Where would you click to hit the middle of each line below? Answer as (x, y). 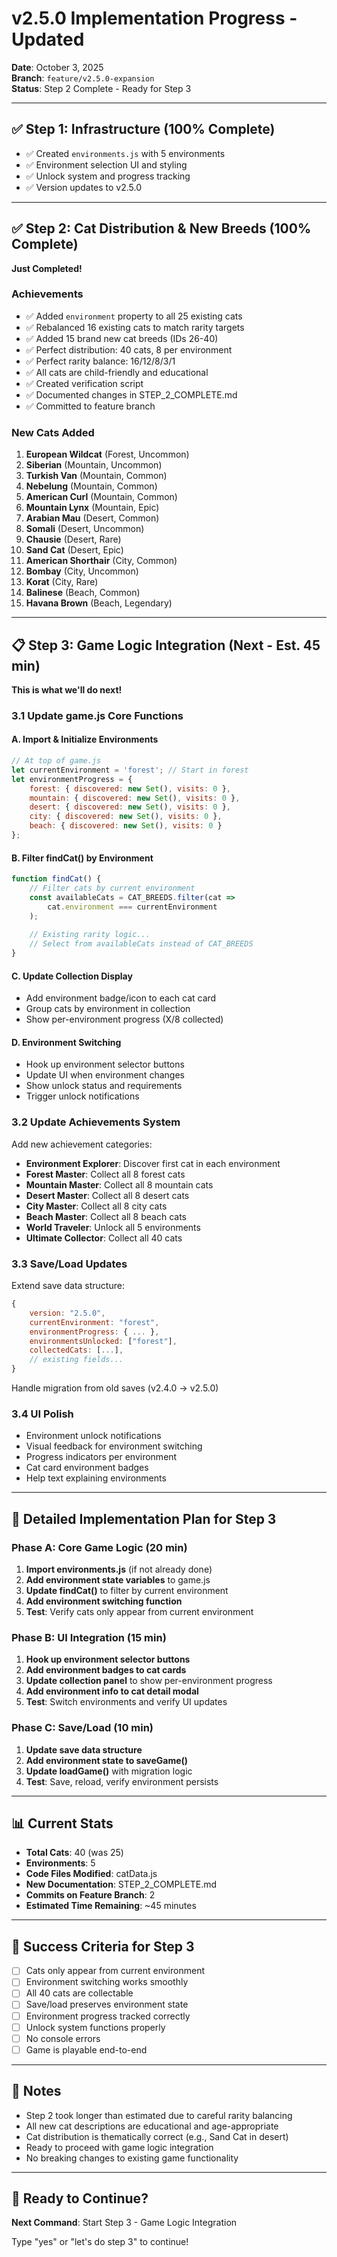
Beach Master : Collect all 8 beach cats (106, 1216)
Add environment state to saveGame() (107, 1760)
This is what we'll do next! (67, 689)
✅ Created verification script (84, 383)
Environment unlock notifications (93, 1436)
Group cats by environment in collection (108, 1009)
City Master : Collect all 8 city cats (96, 1206)
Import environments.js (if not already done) (119, 1569)
